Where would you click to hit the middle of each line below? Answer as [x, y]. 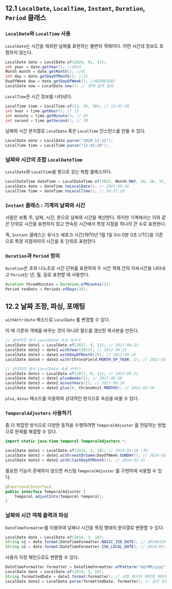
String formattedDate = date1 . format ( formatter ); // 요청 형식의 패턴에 [80, 576]
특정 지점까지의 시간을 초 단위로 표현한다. [56, 241]
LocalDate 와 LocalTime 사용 [38, 34]
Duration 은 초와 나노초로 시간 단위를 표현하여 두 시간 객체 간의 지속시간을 [79, 268]
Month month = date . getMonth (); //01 [46, 72]
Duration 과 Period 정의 [33, 256]
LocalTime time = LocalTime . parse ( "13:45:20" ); [57, 146]
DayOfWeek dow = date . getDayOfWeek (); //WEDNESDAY [60, 81]
